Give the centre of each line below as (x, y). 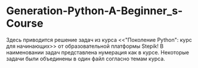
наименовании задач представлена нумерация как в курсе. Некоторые (98, 52)
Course (25, 23)
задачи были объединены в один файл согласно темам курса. (86, 59)
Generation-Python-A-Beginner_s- (95, 11)
